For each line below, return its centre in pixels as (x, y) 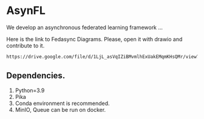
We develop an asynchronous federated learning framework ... (84, 27)
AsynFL (26, 11)
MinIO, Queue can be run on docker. (60, 109)
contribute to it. (25, 46)
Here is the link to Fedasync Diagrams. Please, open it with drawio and (94, 39)
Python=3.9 (30, 90)
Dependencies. (36, 76)
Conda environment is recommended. (63, 103)
